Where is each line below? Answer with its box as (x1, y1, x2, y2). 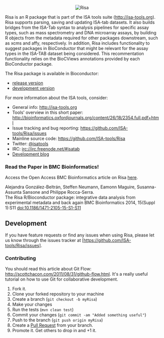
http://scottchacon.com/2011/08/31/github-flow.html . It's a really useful (5, 271, 148, 277)
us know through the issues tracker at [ (5, 237, 84, 243)
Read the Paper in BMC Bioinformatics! (5, 163, 99, 170)
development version (12, 85, 55, 91)
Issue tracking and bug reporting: (12, 125, 80, 131)
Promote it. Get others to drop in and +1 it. (12, 328, 97, 334)
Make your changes (12, 302, 52, 308)
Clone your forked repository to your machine (12, 291, 104, 297)
